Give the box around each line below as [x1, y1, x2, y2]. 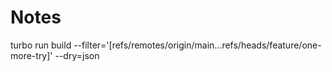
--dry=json [54, 49, 100, 61]
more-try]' [10, 49, 53, 61]
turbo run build [10, 39, 72, 51]
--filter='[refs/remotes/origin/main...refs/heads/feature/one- [73, 39, 322, 51]
